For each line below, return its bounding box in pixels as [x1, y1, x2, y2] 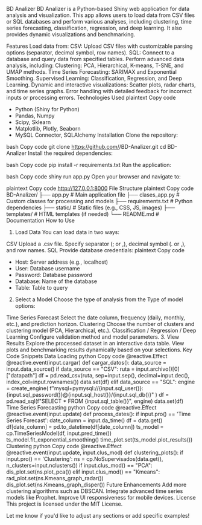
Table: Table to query [14, 284, 68, 291]
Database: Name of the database [14, 278, 98, 285]
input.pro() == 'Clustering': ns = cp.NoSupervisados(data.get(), [6, 455, 163, 462]
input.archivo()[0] [136, 365, 180, 373]
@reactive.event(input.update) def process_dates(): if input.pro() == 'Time [6, 411, 191, 417]
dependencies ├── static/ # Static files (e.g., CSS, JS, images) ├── [6, 204, 175, 211]
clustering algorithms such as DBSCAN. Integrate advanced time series [6, 487, 183, 495]
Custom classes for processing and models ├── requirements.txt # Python [6, 198, 193, 204]
